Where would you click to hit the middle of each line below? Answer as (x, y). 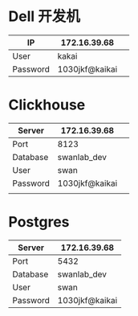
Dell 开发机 (44, 16)
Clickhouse (47, 105)
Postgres (39, 222)
